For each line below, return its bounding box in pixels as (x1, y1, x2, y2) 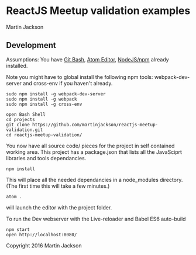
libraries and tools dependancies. (6, 154, 87, 161)
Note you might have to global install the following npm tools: (6, 73, 153, 80)
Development (6, 40, 57, 50)
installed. (6, 62, 28, 69)
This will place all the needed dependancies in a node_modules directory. (6, 176, 183, 183)
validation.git (6, 127, 43, 133)
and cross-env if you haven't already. (23, 80, 113, 87)
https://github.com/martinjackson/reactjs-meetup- (32, 122, 159, 127)
